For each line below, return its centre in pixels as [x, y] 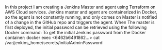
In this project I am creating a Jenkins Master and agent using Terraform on [81, 7]
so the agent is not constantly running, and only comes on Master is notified [81, 17]
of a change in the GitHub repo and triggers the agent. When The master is [80, 22]
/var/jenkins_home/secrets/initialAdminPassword [54, 43]
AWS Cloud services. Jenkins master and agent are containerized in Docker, [81, 12]
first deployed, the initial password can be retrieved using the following [76, 27]
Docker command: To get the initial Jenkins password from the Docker [76, 32]
